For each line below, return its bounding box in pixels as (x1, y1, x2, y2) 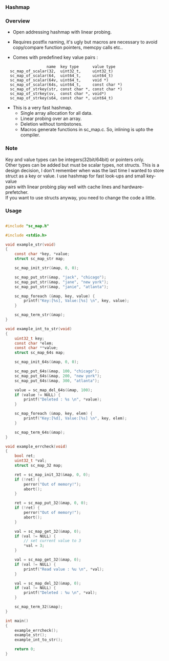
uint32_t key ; (14, 336, 45, 341)
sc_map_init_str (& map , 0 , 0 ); (14, 266, 79, 271)
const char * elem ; (14, 340, 54, 346)
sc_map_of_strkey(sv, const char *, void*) (10, 91, 107, 96)
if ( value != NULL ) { (14, 392, 60, 397)
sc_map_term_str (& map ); (14, 312, 66, 317)
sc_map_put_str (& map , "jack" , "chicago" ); (14, 274, 107, 280)
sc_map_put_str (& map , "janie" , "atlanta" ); (14, 284, 109, 289)
